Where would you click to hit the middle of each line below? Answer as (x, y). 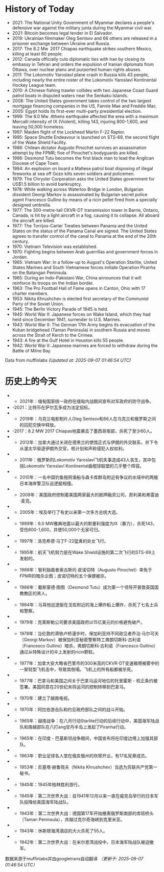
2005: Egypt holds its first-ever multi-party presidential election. (77, 111)
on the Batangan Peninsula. (40, 273)
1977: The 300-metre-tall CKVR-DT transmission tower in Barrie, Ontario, (86, 210)
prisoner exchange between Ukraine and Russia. (61, 43)
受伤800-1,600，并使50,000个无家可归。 (61, 529)
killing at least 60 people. (37, 54)
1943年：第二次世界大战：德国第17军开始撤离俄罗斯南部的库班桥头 (87, 813)
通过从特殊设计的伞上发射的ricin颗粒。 (58, 652)
